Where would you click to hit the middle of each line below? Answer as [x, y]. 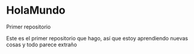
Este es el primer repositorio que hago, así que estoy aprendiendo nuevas [97, 38]
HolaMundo [36, 10]
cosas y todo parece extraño [42, 45]
